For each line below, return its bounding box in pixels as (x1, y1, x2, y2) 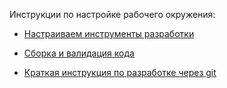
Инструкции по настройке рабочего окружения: (9, 9, 216, 20)
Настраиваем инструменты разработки (23, 28, 195, 39)
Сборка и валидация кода (23, 47, 135, 59)
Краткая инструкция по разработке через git (23, 67, 217, 78)
